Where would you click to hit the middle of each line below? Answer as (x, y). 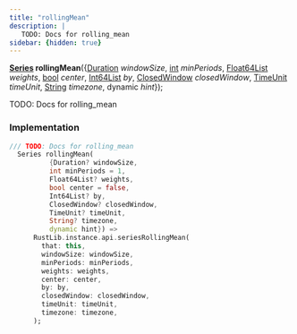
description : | (38, 26)
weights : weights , (76, 271)
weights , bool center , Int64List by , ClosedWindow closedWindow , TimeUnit (148, 78)
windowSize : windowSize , (88, 254)
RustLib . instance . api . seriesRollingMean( (111, 238)
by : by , (55, 287)
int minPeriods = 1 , (87, 171)
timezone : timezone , (80, 313)
